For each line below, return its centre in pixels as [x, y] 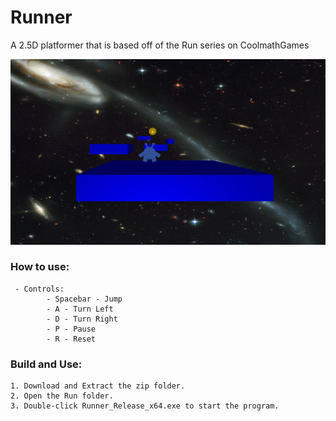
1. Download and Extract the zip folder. [98, 386]
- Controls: [39, 289]
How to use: [40, 267]
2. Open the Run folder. [62, 396]
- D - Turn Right [82, 319]
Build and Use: [46, 364]
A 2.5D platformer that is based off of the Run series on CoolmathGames [160, 45]
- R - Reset [71, 339]
